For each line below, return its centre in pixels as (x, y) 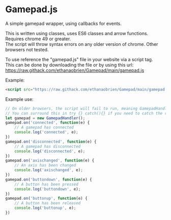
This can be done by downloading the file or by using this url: (69, 65)
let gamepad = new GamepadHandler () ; (45, 118)
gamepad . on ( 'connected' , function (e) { (48, 123)
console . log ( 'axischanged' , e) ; (49, 170)
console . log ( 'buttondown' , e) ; (48, 189)
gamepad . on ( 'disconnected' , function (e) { (51, 142)
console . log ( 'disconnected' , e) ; (50, 151)
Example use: (20, 99)
